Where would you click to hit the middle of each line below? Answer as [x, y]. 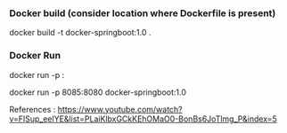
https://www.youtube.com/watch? [120, 109]
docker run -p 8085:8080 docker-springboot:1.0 [98, 92]
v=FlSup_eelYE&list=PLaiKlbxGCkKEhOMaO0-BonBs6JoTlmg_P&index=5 [143, 119]
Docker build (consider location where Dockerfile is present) [143, 13]
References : [33, 109]
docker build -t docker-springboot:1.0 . [80, 33]
